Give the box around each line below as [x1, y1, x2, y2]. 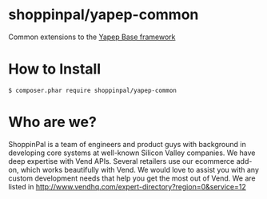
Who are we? [8, 113, 98, 131]
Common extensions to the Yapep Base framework [8, 32, 176, 42]
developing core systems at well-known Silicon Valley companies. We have [8, 148, 256, 157]
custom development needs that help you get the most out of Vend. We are [8, 173, 256, 183]
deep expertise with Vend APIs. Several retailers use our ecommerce [8, 156, 235, 165]
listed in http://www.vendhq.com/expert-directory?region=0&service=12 [8, 181, 246, 191]
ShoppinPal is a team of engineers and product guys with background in [8, 139, 246, 149]
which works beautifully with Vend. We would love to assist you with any [20, 165, 260, 174]
